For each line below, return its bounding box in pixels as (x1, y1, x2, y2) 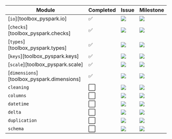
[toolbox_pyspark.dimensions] (8, 76, 81, 82)
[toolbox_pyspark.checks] (8, 30, 71, 37)
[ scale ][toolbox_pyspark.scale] (8, 61, 83, 68)
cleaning (8, 85, 29, 90)
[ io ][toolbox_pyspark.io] (8, 15, 67, 22)
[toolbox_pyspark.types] (8, 44, 67, 51)
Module (36, 7, 55, 13)
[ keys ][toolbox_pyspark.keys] (8, 53, 79, 60)
